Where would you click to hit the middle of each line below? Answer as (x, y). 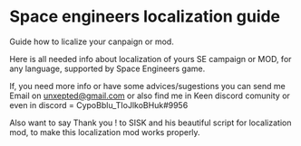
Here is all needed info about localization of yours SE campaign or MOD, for (150, 59)
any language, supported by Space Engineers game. (107, 68)
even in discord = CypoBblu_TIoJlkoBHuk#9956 (99, 105)
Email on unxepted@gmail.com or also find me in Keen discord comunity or (150, 96)
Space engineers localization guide (145, 17)
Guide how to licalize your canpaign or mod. (92, 41)
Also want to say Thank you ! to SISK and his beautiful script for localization (150, 123)
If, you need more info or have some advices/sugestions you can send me (147, 86)
